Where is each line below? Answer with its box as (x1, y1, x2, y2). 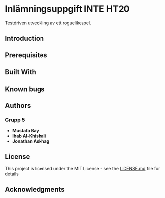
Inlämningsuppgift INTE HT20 (5, 3, 130, 15)
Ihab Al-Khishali (12, 133, 46, 139)
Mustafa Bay (12, 128, 40, 134)
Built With (5, 68, 36, 76)
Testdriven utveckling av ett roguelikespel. (5, 20, 91, 26)
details (5, 171, 19, 177)
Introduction (5, 34, 44, 43)
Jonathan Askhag (12, 138, 50, 144)
